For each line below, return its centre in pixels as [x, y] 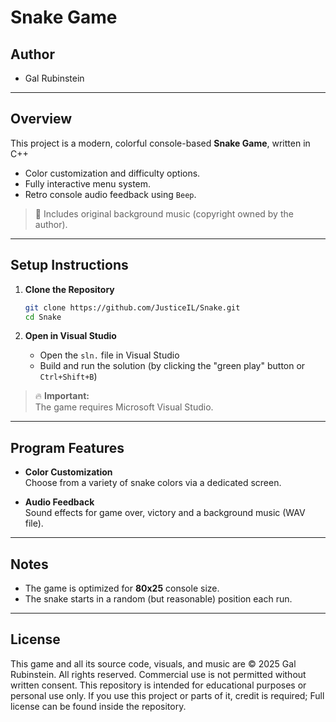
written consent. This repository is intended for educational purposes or [158, 685]
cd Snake [43, 317]
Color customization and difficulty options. [112, 173]
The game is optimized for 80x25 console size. [122, 588]
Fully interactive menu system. [88, 183]
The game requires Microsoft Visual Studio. [124, 407]
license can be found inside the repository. [98, 706]
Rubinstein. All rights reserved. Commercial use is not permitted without [158, 674]
